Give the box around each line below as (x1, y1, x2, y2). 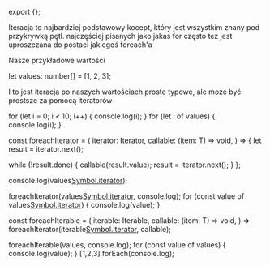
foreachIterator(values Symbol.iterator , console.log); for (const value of (8, 191, 245, 201)
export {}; (8, 7, 41, 16)
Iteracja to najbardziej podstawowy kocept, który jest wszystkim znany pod (8, 23, 260, 32)
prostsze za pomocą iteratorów (8, 96, 113, 105)
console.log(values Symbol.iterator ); (8, 176, 128, 185)
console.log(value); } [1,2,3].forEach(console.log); (8, 249, 174, 258)
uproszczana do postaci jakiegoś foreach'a (8, 40, 152, 49)
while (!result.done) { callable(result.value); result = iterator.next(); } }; (8, 160, 242, 169)
